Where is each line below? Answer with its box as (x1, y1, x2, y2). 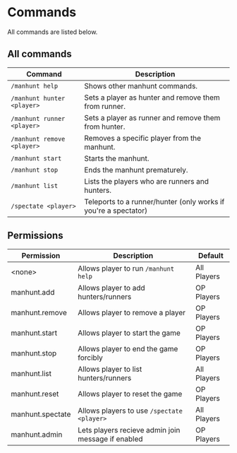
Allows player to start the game (77, 328, 181, 338)
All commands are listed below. (7, 28, 98, 36)
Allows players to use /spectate (77, 406, 183, 416)
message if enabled (77, 434, 143, 444)
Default (197, 250, 224, 260)
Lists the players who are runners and (84, 176, 209, 186)
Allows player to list (77, 364, 142, 374)
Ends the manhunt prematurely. (84, 165, 188, 175)
